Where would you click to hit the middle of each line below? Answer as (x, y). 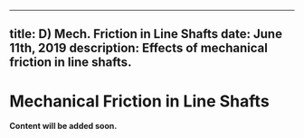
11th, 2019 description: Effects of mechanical (139, 48)
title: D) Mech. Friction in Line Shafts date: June (146, 34)
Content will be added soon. (63, 126)
